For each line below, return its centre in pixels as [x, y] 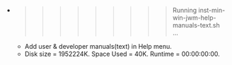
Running [185, 10]
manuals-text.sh [196, 25]
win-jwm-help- [194, 18]
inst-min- [211, 10]
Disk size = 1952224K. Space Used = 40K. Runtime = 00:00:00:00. [122, 54]
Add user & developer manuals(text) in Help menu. [98, 46]
